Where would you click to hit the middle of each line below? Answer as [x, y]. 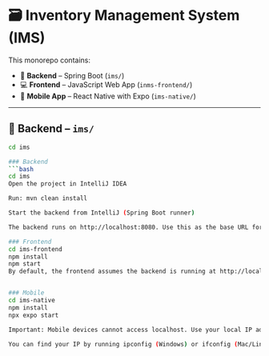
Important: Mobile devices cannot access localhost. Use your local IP [130, 330]
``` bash [21, 169]
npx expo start [34, 315]
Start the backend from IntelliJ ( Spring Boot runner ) [102, 213]
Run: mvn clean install [48, 198]
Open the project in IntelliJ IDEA [68, 184]
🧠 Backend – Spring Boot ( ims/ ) [72, 75]
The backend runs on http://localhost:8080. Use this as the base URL [128, 227]
